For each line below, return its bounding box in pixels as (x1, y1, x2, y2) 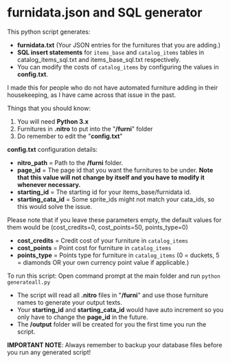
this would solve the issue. (16, 202, 93, 210)
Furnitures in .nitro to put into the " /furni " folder (16, 124, 153, 133)
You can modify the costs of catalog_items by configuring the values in (16, 63, 219, 71)
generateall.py (7, 278, 51, 286)
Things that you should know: (7, 104, 91, 112)
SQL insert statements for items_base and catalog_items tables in (16, 48, 205, 56)
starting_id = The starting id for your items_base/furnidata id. (16, 188, 192, 196)
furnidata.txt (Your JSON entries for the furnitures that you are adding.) (16, 41, 221, 49)
